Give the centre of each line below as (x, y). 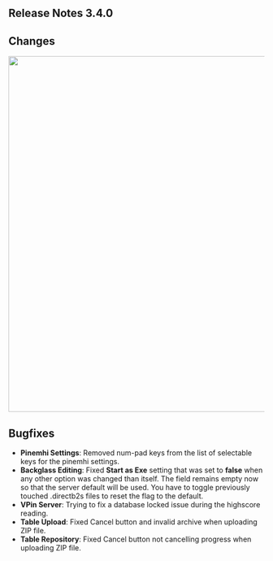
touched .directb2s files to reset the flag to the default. (112, 496)
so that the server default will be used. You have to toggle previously (135, 488)
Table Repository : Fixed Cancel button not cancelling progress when (136, 539)
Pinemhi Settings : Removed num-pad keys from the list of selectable (136, 453)
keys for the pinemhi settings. (70, 462)
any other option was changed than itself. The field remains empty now (139, 479)
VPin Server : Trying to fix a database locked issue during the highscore (140, 505)
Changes (32, 41)
